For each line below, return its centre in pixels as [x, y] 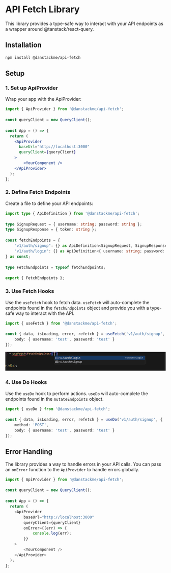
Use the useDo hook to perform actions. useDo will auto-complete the [77, 393]
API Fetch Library [42, 9]
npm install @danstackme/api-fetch [43, 57]
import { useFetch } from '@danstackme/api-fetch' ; [61, 323]
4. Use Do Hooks [26, 382]
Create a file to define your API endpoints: [49, 203]
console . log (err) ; [52, 533]
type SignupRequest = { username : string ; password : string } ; [74, 224]
